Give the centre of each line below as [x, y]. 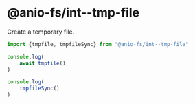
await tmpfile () [43, 63]
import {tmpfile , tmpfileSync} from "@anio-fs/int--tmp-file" [98, 44]
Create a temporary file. [41, 32]
